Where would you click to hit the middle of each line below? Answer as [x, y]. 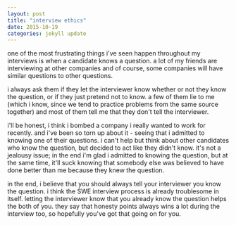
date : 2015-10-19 [33, 27]
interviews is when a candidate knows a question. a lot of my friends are [112, 61]
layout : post [26, 14]
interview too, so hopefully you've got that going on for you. [94, 214]
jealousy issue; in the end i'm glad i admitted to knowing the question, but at [118, 155]
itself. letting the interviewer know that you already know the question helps [117, 199]
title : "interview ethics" [47, 20]
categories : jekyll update [47, 33]
